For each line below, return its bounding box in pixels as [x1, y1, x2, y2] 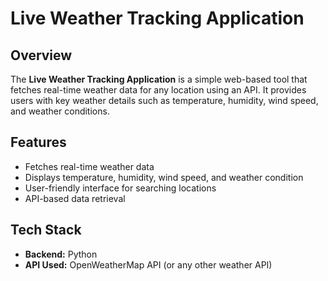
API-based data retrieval [24, 192, 126, 204]
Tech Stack [10, 222, 82, 239]
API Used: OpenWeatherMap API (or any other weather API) [24, 258, 273, 271]
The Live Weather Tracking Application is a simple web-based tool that [10, 73, 308, 85]
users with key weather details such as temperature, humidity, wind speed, [10, 95, 319, 106]
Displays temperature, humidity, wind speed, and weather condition [24, 171, 304, 183]
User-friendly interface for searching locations [24, 182, 217, 194]
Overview [10, 47, 73, 64]
